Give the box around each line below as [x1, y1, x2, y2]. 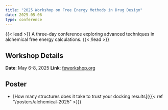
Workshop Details [5, 51, 64, 60]
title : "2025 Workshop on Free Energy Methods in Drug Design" [5, 7, 143, 13]
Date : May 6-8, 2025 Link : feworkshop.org [5, 65, 95, 71]
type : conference [5, 17, 42, 22]
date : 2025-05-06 [5, 12, 42, 17]
